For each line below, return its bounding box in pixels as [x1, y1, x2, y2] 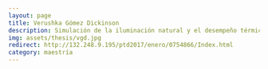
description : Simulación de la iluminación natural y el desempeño [8, 26, 238, 34]
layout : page [8, 11, 52, 20]
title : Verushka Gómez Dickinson [8, 19, 120, 27]
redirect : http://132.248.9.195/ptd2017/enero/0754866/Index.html [8, 41, 234, 49]
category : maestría [8, 48, 73, 56]
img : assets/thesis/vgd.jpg [8, 33, 102, 42]
